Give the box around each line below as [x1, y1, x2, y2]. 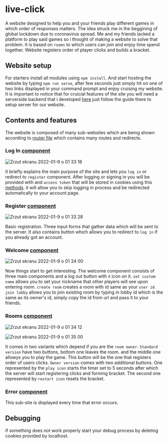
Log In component [5, 147, 51, 154]
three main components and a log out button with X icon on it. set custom [5, 273, 156, 280]
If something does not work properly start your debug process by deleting [5, 427, 158, 433]
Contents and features [5, 116, 77, 125]
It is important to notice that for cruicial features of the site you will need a [5, 91, 158, 97]
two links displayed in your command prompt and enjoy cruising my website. [5, 85, 163, 92]
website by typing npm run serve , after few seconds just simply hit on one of [5, 80, 163, 86]
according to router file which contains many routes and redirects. [5, 135, 142, 141]
